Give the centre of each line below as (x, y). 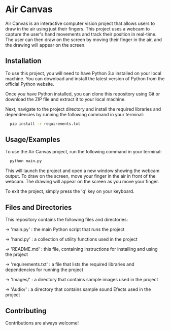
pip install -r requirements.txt (45, 124)
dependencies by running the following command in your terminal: (75, 114)
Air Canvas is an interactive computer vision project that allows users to (80, 23)
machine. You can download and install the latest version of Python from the (85, 78)
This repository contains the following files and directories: (67, 220)
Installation (23, 61)
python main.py (26, 161)
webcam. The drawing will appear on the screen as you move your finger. (82, 182)
